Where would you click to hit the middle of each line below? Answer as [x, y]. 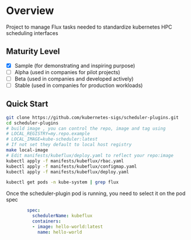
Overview [30, 11]
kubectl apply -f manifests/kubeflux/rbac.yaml [65, 161]
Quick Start [27, 104]
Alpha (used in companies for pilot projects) [67, 72]
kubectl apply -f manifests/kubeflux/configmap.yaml [72, 166]
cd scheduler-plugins [32, 123]
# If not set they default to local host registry [69, 145]
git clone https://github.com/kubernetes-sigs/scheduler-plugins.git [93, 117]
